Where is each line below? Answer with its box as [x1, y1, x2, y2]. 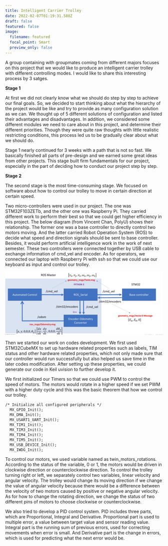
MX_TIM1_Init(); [9, 422, 43, 427]
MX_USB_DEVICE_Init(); [9, 442, 57, 447]
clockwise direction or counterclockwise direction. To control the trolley [5, 466, 153, 473]
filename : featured [9, 35, 50, 40]
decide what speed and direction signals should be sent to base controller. [5, 234, 159, 240]
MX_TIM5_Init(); [9, 437, 43, 442]
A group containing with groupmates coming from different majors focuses [5, 59, 159, 65]
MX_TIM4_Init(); [9, 432, 43, 437]
